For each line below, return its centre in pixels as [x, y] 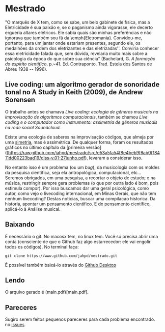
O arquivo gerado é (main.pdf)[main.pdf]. [47, 292]
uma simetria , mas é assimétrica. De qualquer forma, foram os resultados [79, 142]
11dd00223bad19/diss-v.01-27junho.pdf [45, 158]
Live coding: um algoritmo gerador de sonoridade [82, 85]
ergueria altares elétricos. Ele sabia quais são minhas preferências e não [78, 32]
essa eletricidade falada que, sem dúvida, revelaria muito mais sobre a [76, 53]
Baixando [20, 225]
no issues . [15, 325]
